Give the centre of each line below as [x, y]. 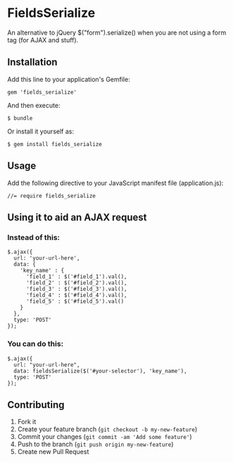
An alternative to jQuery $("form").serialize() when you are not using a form [117, 32]
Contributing [36, 405]
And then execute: [34, 105]
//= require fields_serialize [52, 196]
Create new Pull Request [53, 452]
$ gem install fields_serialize [55, 144]
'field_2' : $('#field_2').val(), [77, 283]
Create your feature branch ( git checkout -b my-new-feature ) [107, 429]
